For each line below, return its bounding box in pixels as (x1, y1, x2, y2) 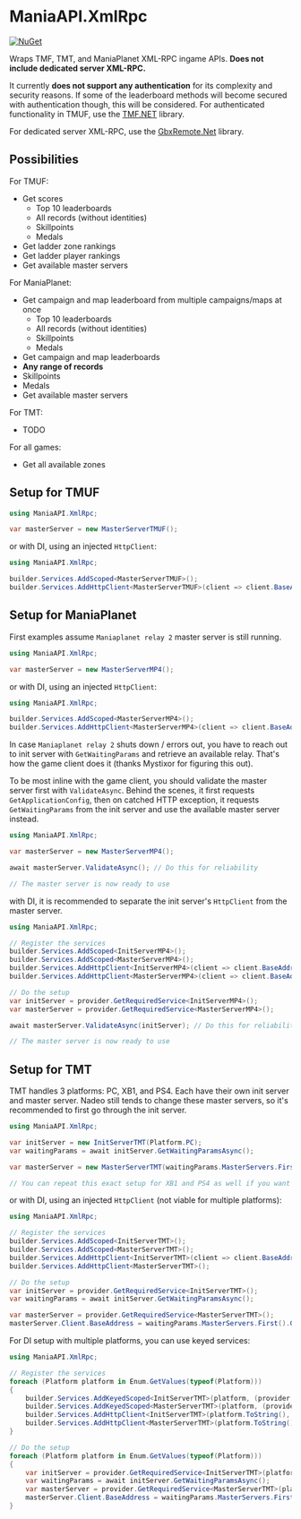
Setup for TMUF (9, 485, 100, 501)
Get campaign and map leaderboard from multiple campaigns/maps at (21, 294, 282, 305)
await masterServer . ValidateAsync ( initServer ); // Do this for (9, 1021, 251, 1030)
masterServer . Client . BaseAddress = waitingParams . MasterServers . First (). (9, 1319, 291, 1328)
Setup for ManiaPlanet (9, 607, 137, 623)
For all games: (9, 442, 62, 452)
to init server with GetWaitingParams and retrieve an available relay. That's (9, 749, 280, 759)
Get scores (21, 193, 64, 203)
